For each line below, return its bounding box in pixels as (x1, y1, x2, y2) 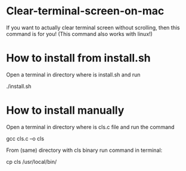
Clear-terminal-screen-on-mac (6, 4, 165, 18)
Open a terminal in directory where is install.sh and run (6, 71, 141, 78)
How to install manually (6, 103, 125, 117)
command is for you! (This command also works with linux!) (6, 30, 153, 37)
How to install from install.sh (6, 51, 151, 65)
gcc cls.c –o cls (6, 135, 45, 142)
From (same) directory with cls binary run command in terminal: (6, 146, 163, 154)
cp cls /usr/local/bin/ (6, 158, 57, 165)
